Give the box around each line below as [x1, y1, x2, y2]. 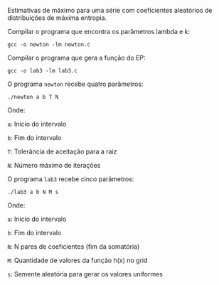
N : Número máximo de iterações [7, 161, 101, 169]
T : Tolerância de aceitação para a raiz [7, 147, 117, 156]
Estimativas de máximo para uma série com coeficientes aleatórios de [7, 6, 213, 14]
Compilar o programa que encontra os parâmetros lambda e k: [7, 28, 191, 36]
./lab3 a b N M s [7, 188, 59, 195]
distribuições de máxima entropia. [7, 14, 107, 22]
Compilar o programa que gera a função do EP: [7, 53, 146, 62]
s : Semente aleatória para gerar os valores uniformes [7, 270, 164, 278]
